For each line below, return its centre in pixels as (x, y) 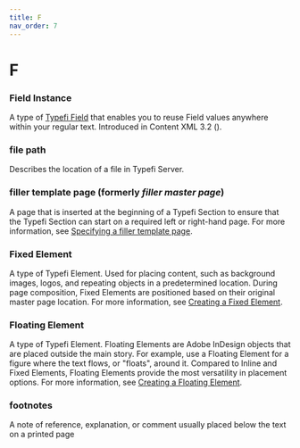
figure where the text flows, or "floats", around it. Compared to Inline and (143, 363)
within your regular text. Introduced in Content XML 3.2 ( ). (116, 127)
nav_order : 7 (33, 26)
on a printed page (42, 435)
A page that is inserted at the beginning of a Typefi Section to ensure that (144, 212)
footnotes (31, 405)
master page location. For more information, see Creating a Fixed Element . (146, 302)
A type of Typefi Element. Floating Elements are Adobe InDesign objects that (150, 344)
